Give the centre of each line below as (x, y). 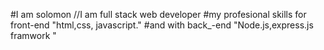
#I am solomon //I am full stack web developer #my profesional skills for (158, 14)
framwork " (33, 35)
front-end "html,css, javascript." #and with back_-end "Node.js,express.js (162, 25)
